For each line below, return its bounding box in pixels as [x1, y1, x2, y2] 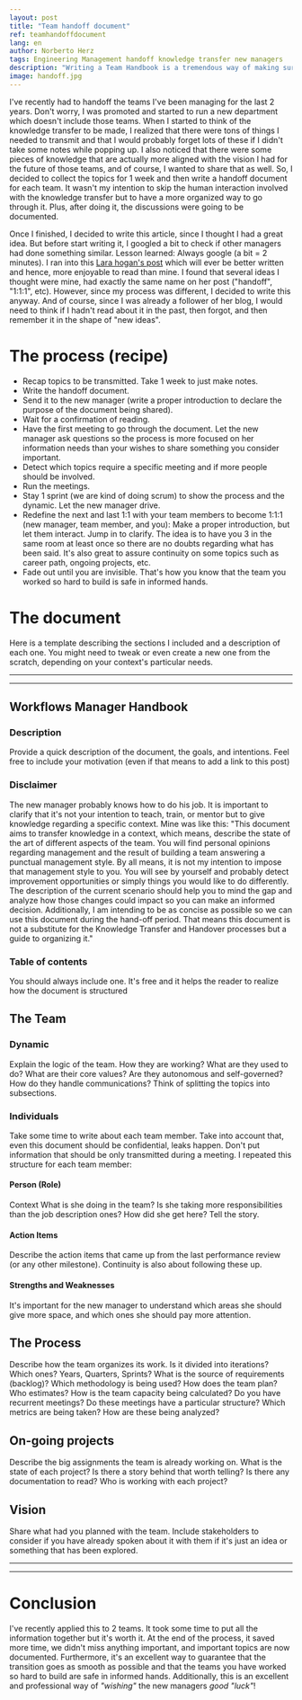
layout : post [9, 13, 58, 22]
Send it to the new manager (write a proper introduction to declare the [22, 395, 282, 405]
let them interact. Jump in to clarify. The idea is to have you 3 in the [22, 528, 272, 539]
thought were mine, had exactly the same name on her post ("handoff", [9, 276, 272, 287]
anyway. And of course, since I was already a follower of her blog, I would [9, 295, 283, 306]
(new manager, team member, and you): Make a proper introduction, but [22, 519, 290, 530]
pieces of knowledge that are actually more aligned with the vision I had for [9, 154, 288, 165]
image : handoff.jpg [9, 72, 83, 81]
